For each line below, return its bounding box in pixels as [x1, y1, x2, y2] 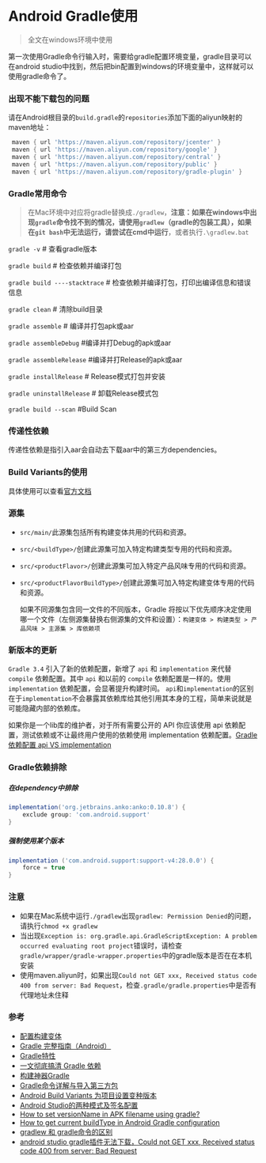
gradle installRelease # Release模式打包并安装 [8, 371, 166, 381]
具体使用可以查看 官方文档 [8, 486, 92, 495]
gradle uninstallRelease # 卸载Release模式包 [8, 388, 159, 398]
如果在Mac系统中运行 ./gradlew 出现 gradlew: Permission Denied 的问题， [19, 911, 256, 920]
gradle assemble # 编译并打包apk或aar [8, 321, 135, 331]
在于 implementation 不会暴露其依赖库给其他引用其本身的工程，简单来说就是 [8, 694, 253, 703]
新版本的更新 [8, 644, 58, 655]
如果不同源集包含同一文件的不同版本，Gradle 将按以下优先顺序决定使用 [19, 604, 252, 614]
